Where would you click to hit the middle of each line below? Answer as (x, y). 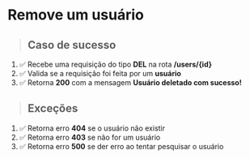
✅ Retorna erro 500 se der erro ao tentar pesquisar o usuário (121, 146)
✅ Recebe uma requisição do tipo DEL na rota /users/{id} (115, 64)
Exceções (53, 108)
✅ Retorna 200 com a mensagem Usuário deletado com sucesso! (130, 82)
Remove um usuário (76, 15)
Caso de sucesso (72, 45)
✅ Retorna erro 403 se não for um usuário (90, 137)
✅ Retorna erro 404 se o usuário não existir (92, 128)
